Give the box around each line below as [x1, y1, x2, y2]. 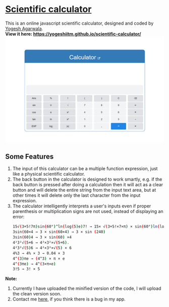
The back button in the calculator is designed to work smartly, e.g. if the [12, 176, 162, 182]
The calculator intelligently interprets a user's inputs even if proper [12, 203, 151, 209]
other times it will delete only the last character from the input [12, 192, 141, 198]
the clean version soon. [12, 291, 62, 297]
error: [12, 214, 25, 220]
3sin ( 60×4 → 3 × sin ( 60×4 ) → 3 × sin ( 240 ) [12, 229, 106, 235]
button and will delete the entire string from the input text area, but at [12, 187, 156, 193]
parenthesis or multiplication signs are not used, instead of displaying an [12, 208, 163, 214]
